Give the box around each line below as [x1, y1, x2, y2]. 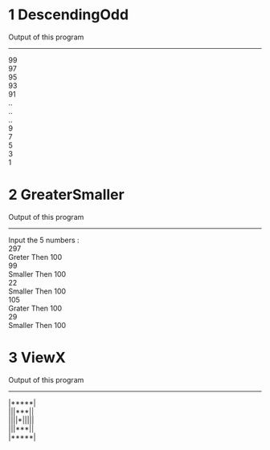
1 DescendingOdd [8, 6, 129, 24]
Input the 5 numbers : [8, 235, 80, 245]
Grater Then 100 [8, 303, 63, 313]
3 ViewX [8, 349, 66, 367]
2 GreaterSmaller [8, 186, 125, 204]
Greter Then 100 [8, 252, 63, 261]
